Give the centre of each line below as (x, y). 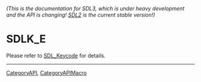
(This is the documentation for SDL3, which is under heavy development (95, 8)
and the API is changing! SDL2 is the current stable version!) (81, 14)
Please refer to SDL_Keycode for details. (56, 55)
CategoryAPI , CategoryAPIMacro (46, 72)
